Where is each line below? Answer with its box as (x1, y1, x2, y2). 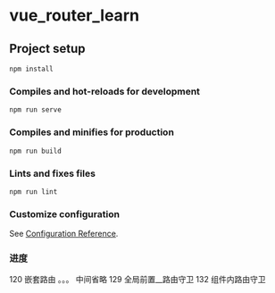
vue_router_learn (9, 5, 140, 26)
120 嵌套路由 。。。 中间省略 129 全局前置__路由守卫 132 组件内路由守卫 (9, 274, 266, 285)
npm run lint (9, 187, 58, 197)
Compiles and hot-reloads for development (9, 85, 201, 97)
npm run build (9, 146, 62, 155)
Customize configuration (9, 207, 121, 220)
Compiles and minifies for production (9, 126, 174, 138)
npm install (9, 64, 54, 73)
